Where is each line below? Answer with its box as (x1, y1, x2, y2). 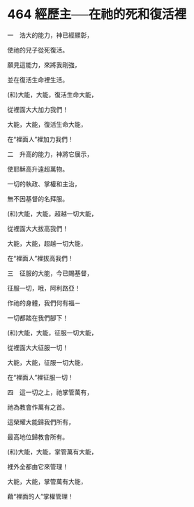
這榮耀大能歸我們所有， (7, 417, 75, 426)
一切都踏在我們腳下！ (7, 313, 68, 322)
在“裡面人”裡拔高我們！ (7, 253, 75, 263)
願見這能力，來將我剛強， (7, 60, 81, 69)
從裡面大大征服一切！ (7, 343, 68, 352)
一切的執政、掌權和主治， (7, 179, 81, 188)
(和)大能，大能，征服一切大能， (7, 328, 98, 337)
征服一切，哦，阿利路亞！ (7, 284, 81, 292)
